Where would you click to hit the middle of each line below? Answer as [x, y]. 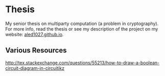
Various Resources [36, 50]
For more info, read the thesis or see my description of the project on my [82, 29]
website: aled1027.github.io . [34, 34]
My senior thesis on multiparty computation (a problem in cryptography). [82, 23]
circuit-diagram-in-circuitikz [35, 68]
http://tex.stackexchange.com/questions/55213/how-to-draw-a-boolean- [82, 63]
